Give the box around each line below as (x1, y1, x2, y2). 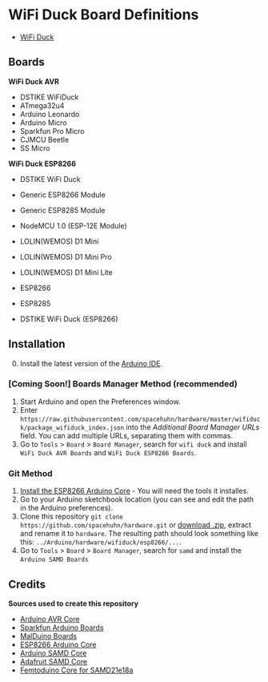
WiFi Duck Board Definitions (8, 6, 199, 24)
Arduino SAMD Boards (19, 555, 89, 564)
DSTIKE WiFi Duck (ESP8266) (19, 314, 118, 324)
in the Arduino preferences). (19, 503, 114, 513)
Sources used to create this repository (8, 599, 138, 608)
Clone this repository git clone (19, 511, 124, 522)
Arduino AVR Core (19, 614, 80, 623)
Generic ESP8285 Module (19, 205, 106, 215)
